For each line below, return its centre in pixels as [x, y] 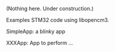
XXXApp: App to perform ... [40, 43]
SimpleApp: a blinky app [36, 31]
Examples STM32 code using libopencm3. [58, 20]
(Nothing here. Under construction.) [50, 9]
